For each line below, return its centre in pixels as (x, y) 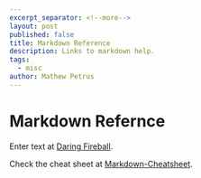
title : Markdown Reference (60, 43)
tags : (19, 60)
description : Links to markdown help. (82, 52)
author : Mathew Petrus (52, 77)
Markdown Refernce (87, 121)
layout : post (34, 26)
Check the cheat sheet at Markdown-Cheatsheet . (101, 164)
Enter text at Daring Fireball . (61, 146)
